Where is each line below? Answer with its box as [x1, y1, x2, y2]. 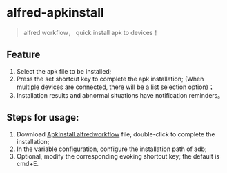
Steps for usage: [6, 112, 79, 123]
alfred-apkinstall [6, 5, 104, 21]
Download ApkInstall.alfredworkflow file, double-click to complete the [16, 130, 215, 139]
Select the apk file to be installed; [16, 67, 112, 75]
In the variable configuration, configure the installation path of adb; [16, 145, 208, 153]
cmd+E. [16, 159, 39, 167]
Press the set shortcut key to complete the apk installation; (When [16, 74, 204, 83]
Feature [6, 49, 41, 61]
